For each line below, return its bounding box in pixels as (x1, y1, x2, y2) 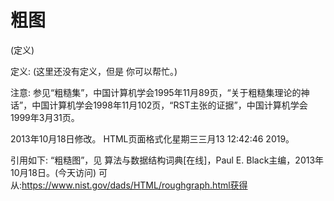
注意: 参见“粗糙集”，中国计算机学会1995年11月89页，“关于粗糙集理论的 (10, 86, 302, 98)
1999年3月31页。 (10, 111, 80, 123)
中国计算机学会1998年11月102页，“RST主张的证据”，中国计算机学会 (31, 99, 308, 111)
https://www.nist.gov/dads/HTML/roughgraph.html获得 (21, 179, 248, 191)
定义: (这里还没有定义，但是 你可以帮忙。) (10, 65, 178, 77)
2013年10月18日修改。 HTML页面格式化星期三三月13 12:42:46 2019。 (10, 132, 295, 145)
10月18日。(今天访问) (10, 166, 97, 178)
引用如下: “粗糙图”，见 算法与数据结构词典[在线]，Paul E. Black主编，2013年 (10, 154, 325, 166)
